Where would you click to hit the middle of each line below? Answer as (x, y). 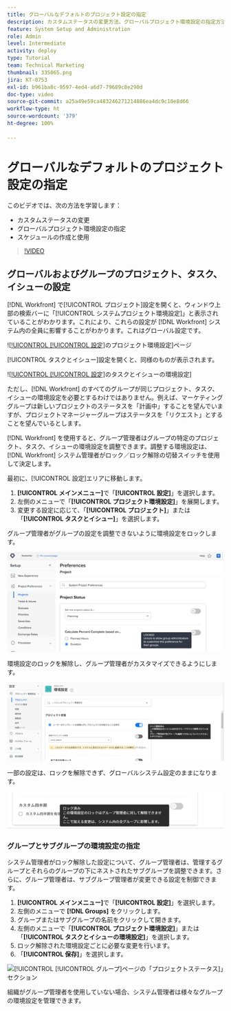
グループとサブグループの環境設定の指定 (74, 846)
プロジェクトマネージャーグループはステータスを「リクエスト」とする (124, 415)
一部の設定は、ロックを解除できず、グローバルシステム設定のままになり (109, 773)
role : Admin (24, 36)
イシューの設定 (39, 286)
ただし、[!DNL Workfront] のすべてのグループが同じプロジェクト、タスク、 (113, 389)
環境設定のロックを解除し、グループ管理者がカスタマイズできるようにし (109, 664)
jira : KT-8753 (27, 80)
